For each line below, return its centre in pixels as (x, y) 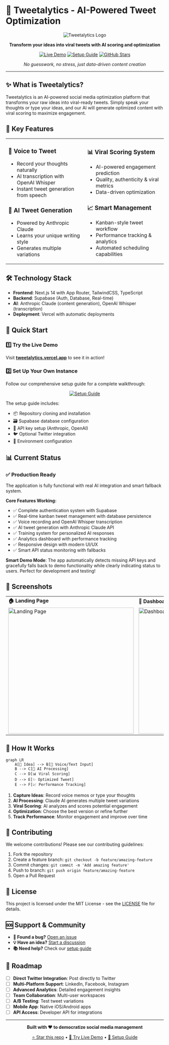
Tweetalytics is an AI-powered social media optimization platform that (78, 97)
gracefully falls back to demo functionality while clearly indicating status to (83, 565)
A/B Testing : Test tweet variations (48, 1001)
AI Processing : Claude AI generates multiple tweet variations (76, 801)
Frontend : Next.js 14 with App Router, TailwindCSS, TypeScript (78, 293)
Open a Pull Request (34, 876)
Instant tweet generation (46, 189)
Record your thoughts (42, 164)
